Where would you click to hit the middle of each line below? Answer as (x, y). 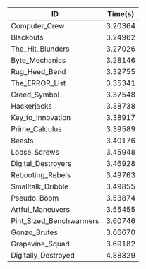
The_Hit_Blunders (40, 49)
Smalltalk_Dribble (40, 186)
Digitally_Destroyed (43, 255)
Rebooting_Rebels (41, 175)
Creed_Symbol (35, 95)
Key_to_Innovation (41, 118)
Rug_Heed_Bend (38, 72)
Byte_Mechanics (38, 60)
